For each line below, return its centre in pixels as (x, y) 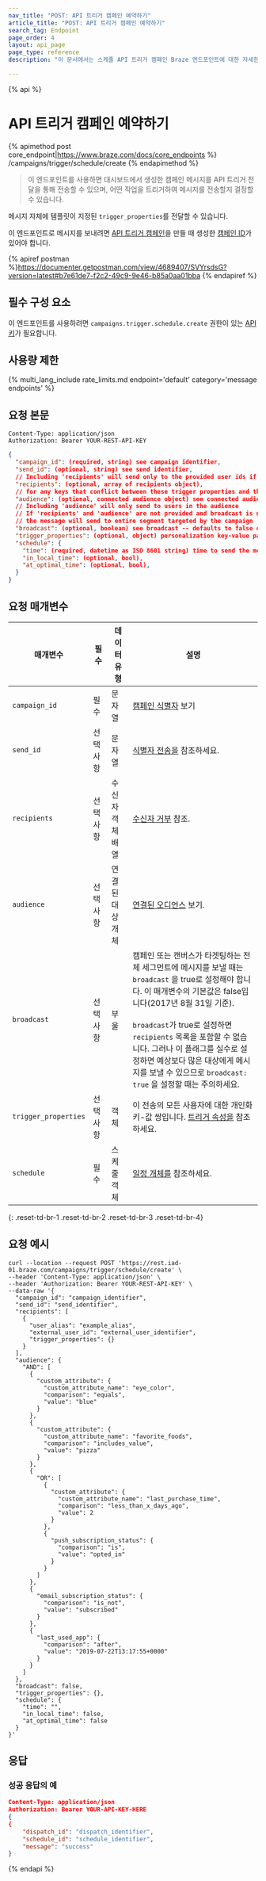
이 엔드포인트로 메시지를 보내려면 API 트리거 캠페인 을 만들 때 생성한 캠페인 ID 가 (130, 233)
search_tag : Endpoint (44, 30)
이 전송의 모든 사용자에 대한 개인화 (193, 1105)
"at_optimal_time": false (65, 1721)
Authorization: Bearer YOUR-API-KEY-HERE (78, 1810)
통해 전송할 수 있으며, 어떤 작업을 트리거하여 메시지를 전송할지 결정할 (148, 189)
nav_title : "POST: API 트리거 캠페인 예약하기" (80, 15)
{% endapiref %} (229, 275)
